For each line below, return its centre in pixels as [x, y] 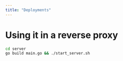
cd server [16, 49]
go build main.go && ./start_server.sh [48, 53]
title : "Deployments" [28, 10]
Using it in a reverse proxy [62, 35]
